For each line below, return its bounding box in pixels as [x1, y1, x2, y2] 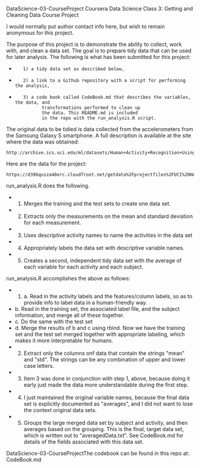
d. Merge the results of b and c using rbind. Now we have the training [14, 325, 186, 331]
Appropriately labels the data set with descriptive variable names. [23, 244, 185, 251]
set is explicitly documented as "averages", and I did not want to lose [23, 400, 193, 407]
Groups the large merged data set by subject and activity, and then [23, 419, 188, 426]
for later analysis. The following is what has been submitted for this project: [6, 54, 191, 60]
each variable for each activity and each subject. [23, 263, 144, 270]
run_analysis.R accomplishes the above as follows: [6, 275, 131, 282]
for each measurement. [23, 219, 82, 226]
